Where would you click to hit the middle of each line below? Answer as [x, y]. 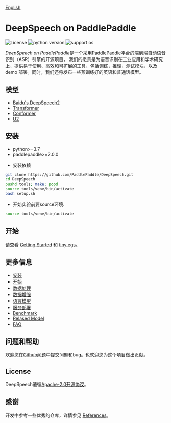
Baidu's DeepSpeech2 [36, 103]
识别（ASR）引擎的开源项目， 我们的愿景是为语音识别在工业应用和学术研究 [84, 59]
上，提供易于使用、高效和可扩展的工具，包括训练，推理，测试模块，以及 [81, 66]
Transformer [26, 108]
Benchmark [25, 313]
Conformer [24, 113]
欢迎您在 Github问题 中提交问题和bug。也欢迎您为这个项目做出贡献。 [77, 355]
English [13, 7]
